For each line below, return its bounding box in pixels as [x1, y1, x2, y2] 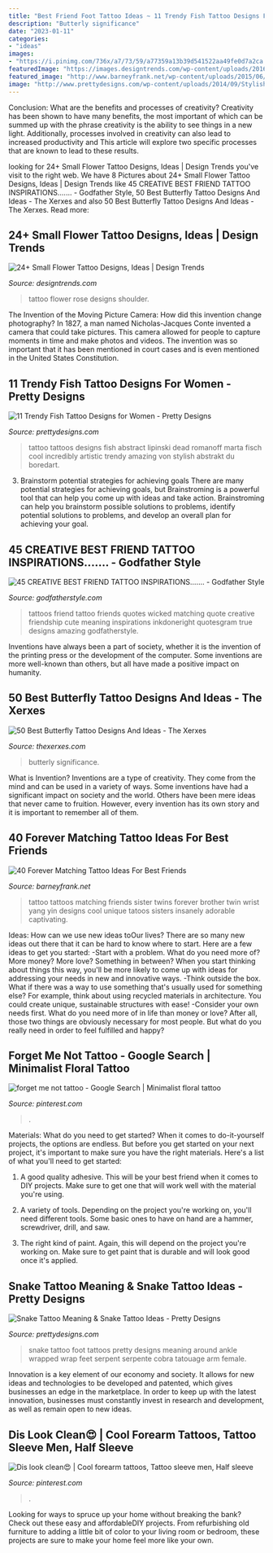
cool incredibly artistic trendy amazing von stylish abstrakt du [28, 451, 235, 461]
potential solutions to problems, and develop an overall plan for [19, 511, 232, 520]
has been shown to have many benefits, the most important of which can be [8, 111, 263, 121]
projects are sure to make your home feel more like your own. [8, 1536, 214, 1545]
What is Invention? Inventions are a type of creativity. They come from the [8, 773, 256, 783]
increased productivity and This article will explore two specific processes [8, 137, 258, 147]
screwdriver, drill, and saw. [19, 1222, 110, 1232]
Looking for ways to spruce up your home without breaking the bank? [8, 1510, 242, 1519]
